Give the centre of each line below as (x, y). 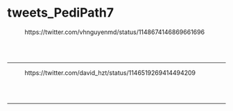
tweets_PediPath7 (61, 13)
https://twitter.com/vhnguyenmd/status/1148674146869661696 (115, 32)
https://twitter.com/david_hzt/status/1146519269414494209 (110, 72)
